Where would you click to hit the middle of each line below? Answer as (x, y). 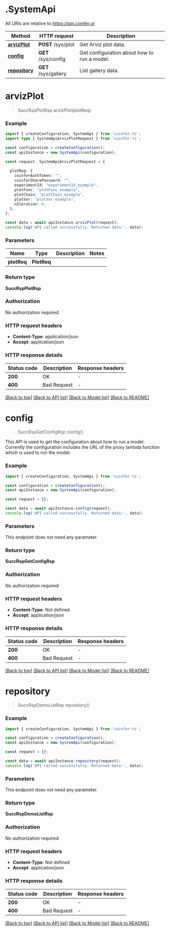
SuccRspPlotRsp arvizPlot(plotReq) (54, 110)
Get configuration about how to (116, 53)
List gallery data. (99, 70)
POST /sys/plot (56, 44)
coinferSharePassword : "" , (43, 181)
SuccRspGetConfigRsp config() (50, 432)
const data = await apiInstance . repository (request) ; (63, 761)
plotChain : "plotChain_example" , (50, 194)
